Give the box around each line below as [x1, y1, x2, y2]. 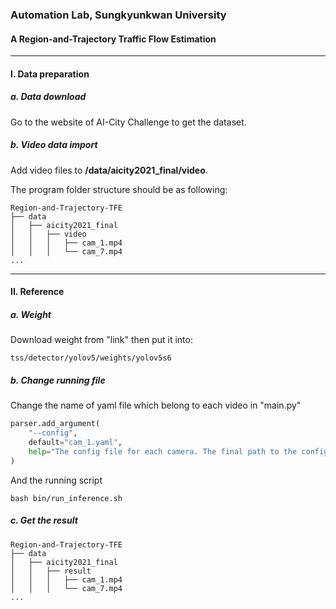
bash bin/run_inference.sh [10, 493, 123, 503]
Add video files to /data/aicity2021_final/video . [10, 164, 208, 176]
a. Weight [10, 308, 52, 320]
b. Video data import [10, 139, 98, 151]
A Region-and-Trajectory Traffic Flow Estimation [10, 33, 217, 45]
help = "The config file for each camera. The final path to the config [28, 446, 329, 457]
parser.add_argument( [10, 419, 101, 429]
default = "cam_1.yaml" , [28, 437, 123, 447]
